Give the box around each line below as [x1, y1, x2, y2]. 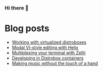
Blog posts [4, 23, 50, 34]
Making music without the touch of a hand [11, 60, 98, 66]
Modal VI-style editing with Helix [11, 44, 79, 50]
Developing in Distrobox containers [11, 55, 84, 61]
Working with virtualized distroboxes [11, 39, 87, 45]
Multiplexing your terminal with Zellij [11, 50, 86, 56]
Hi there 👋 [4, 4, 29, 11]
